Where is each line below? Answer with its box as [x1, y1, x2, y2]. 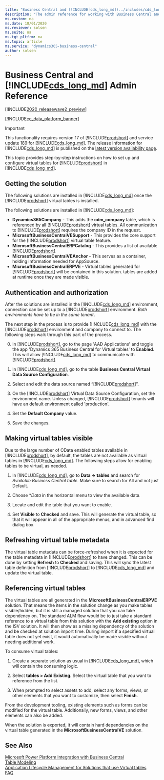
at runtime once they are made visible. [12, 274, 89, 280]
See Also [5, 741, 33, 750]
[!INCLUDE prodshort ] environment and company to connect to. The [5, 327, 142, 333]
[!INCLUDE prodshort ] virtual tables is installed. [5, 198, 99, 204]
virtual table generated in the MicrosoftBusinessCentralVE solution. [5, 727, 143, 733]
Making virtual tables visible [5, 434, 93, 442]
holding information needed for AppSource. [12, 259, 100, 264]
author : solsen [5, 48, 36, 53]
